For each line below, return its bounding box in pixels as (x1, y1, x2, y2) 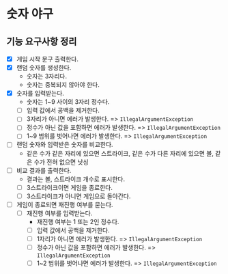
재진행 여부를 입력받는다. (26, 209, 93, 217)
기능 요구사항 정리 (6, 36, 77, 47)
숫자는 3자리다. (26, 72, 68, 81)
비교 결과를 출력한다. (16, 166, 72, 174)
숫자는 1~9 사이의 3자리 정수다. (26, 98, 110, 106)
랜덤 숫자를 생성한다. (16, 64, 72, 72)
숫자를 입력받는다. (16, 90, 64, 98)
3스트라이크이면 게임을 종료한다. (26, 183, 113, 191)
